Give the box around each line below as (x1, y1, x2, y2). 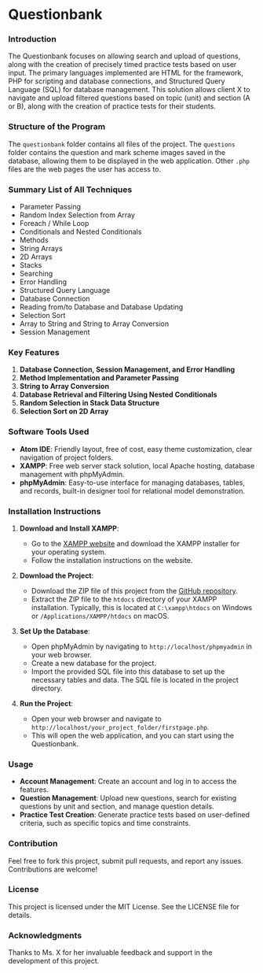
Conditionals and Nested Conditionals (19, 227, 142, 237)
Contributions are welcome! (8, 864, 98, 874)
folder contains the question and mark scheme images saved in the (8, 147, 226, 157)
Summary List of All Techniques (8, 183, 133, 194)
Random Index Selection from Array (19, 210, 136, 220)
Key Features (8, 347, 60, 357)
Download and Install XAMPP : (19, 523, 119, 533)
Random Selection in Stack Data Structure (19, 398, 160, 408)
